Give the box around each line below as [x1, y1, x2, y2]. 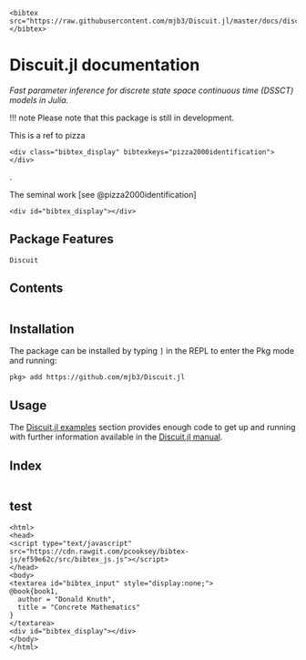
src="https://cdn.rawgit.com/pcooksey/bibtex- [9, 547, 189, 556]
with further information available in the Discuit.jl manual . [9, 431, 223, 442]
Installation [9, 321, 75, 336]
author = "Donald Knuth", [17, 594, 117, 603]
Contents [9, 281, 64, 296]
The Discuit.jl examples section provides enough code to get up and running [9, 422, 296, 433]
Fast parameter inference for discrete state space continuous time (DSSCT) [9, 85, 294, 96]
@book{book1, [9, 586, 59, 596]
